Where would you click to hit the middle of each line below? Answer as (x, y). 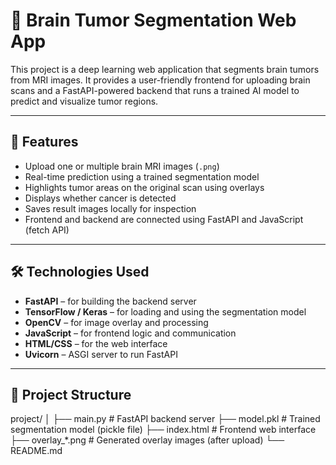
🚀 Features (44, 142)
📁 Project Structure (71, 394)
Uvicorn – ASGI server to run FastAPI (101, 354)
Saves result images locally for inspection (110, 208)
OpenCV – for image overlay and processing (116, 322)
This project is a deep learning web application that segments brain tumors (165, 69)
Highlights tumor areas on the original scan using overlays (144, 187)
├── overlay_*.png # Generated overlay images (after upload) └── (147, 440)
